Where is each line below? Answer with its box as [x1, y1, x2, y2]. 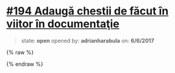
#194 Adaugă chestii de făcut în [6, 4, 169, 18]
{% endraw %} [6, 60, 44, 68]
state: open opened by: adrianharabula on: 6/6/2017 [21, 37, 154, 44]
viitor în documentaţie [6, 17, 120, 31]
